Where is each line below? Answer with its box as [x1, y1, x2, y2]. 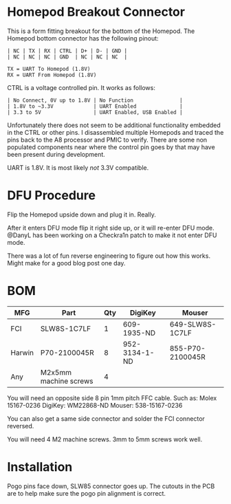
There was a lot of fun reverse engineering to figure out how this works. [7, 252, 211, 260]
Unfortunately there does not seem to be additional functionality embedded [7, 121, 221, 129]
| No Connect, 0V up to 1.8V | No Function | [7, 97, 184, 104]
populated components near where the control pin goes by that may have [7, 142, 215, 151]
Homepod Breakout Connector [7, 4, 186, 20]
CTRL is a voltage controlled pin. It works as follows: [7, 83, 156, 91]
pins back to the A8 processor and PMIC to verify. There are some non [7, 135, 208, 144]
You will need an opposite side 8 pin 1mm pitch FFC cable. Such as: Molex [7, 393, 217, 402]
